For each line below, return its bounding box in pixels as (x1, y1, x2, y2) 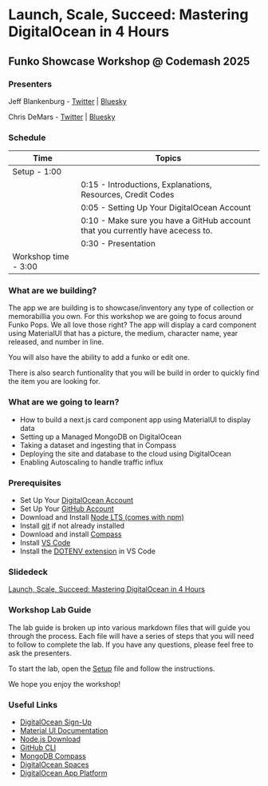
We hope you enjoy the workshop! (8, 679, 121, 688)
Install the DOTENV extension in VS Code (19, 546, 156, 557)
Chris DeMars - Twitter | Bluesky (8, 112, 116, 122)
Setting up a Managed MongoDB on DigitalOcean (19, 432, 182, 441)
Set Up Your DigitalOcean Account (19, 496, 134, 505)
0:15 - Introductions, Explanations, (81, 179, 213, 190)
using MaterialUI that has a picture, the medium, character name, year (8, 329, 238, 338)
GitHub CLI (19, 742, 57, 752)
